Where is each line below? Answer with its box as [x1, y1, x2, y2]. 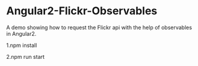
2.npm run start [6, 53, 45, 60]
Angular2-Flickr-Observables [6, 4, 158, 18]
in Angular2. [6, 30, 37, 37]
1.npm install [6, 42, 37, 49]
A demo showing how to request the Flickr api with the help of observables [6, 24, 193, 31]
